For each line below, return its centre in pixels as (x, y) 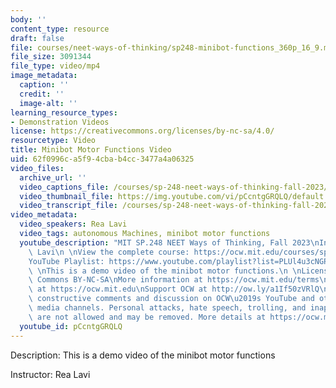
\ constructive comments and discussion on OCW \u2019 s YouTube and (171, 299)
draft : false (37, 38)
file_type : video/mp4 (55, 66)
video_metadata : (44, 215)
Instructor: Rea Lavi (50, 374)
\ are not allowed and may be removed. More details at (147, 317)
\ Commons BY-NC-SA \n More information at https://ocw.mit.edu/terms (174, 280)
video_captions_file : (64, 187)
